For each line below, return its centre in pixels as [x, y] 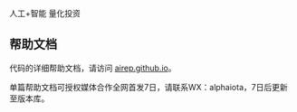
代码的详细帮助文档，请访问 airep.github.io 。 [93, 68]
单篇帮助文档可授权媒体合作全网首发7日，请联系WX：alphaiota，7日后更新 [148, 87]
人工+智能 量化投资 [45, 13]
